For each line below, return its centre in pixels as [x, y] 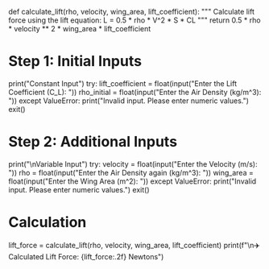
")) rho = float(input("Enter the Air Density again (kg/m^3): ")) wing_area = [131, 172]
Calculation [48, 223]
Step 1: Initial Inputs [75, 62]
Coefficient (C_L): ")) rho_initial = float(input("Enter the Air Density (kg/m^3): [135, 92]
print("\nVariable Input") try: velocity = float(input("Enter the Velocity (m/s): [133, 163]
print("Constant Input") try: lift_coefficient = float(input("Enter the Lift [123, 83]
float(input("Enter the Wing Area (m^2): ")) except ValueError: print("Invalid [132, 181]
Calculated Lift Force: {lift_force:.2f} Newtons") [86, 256]
